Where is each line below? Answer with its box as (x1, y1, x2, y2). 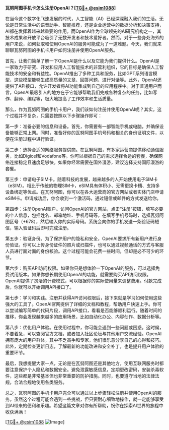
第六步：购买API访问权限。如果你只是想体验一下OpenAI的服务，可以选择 (5, 265, 156, 271)
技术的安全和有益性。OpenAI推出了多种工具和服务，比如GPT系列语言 (9, 71, 153, 76)
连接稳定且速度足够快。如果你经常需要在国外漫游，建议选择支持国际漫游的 (9, 159, 164, 165)
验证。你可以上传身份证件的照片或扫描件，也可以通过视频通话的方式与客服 (9, 242, 164, 248)
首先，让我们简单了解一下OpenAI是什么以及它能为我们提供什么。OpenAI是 (5, 58, 160, 64)
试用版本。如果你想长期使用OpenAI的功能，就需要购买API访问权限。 (9, 272, 151, 277)
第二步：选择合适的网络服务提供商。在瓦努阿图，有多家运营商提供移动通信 (5, 147, 159, 153)
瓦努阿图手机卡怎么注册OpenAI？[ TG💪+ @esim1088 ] (5, 5, 116, 11)
